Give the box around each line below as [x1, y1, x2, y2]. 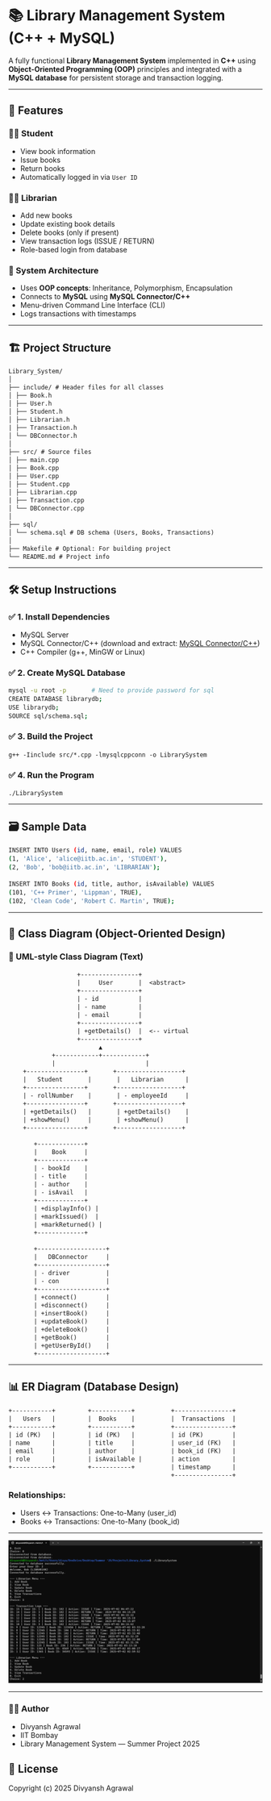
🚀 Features [8, 104, 64, 118]
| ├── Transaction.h [8, 424, 78, 432]
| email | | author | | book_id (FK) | [8, 1447, 236, 1455]
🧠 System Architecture [8, 265, 99, 276]
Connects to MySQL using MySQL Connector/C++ [19, 292, 191, 302]
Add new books [19, 211, 73, 220]
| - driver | [33, 1269, 110, 1277]
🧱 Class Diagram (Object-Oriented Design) [8, 927, 226, 940]
